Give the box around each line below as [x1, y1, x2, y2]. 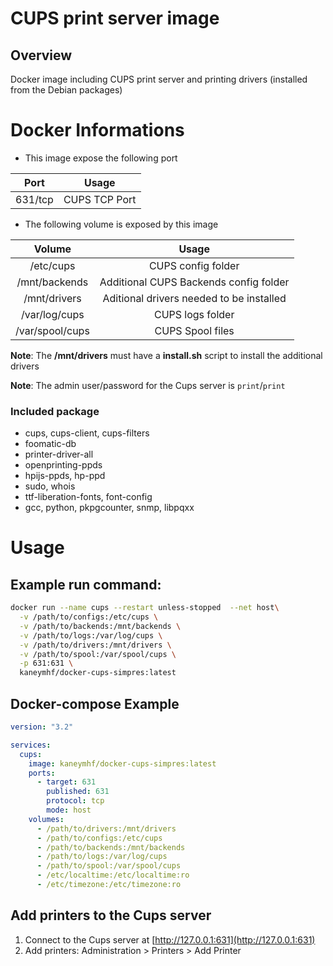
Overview [10, 47, 73, 64]
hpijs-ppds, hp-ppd [24, 470, 106, 482]
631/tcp [15, 192, 54, 206]
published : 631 [46, 787, 110, 797]
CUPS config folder [148, 258, 240, 272]
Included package [10, 404, 100, 418]
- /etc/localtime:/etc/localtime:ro [36, 870, 190, 881]
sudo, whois [24, 480, 76, 492]
